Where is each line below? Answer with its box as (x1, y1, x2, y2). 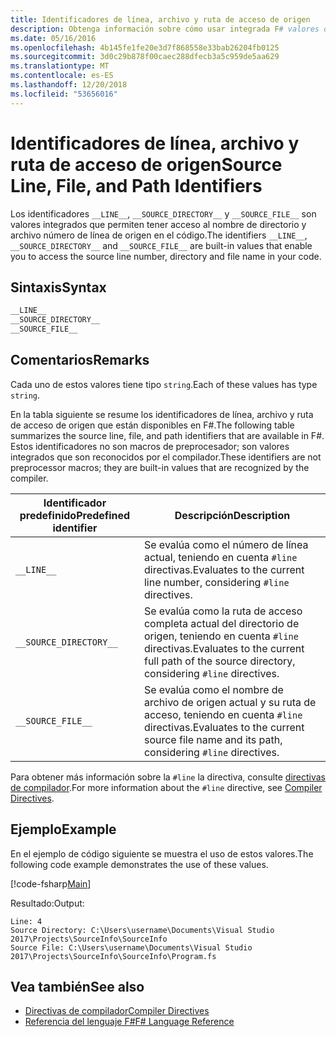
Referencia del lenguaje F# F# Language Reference (24, 1016, 235, 1028)
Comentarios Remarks (10, 352, 150, 369)
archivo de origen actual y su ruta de (143, 695, 317, 709)
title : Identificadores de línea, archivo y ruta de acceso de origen (10, 14, 311, 25)
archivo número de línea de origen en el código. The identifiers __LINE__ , (10, 229, 308, 241)
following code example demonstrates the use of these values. (10, 858, 269, 870)
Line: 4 (10, 916, 43, 926)
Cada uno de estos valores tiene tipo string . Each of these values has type (10, 378, 318, 390)
